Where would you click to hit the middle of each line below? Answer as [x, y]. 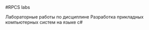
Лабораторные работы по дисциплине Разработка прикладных [74, 17]
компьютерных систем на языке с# [44, 22]
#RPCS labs [18, 7]
